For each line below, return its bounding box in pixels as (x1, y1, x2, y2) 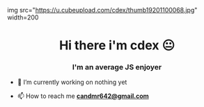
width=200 (7, 13, 39, 22)
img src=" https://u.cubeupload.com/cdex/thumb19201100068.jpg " (7, 6, 198, 14)
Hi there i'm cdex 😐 (58, 38, 175, 53)
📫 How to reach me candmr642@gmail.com (17, 92, 150, 100)
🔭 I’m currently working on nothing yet (17, 78, 127, 86)
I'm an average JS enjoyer (72, 63, 162, 72)
